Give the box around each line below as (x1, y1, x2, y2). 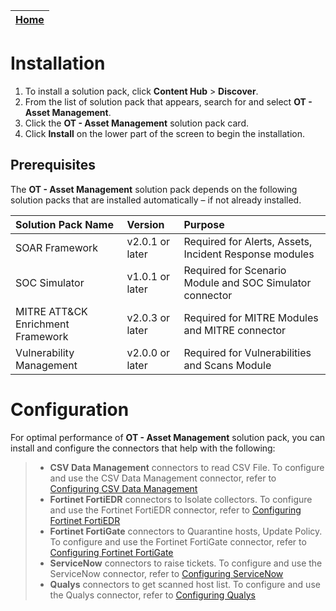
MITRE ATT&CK (15, 304, 88, 318)
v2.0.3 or (126, 310, 171, 324)
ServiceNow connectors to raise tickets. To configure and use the (49, 557, 323, 569)
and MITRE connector (183, 323, 287, 337)
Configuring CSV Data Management (49, 482, 198, 494)
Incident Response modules (183, 247, 315, 261)
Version (126, 217, 165, 231)
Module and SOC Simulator (183, 275, 312, 289)
